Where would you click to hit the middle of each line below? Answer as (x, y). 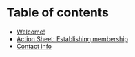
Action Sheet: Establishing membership (72, 38)
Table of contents (58, 13)
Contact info (34, 46)
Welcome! (31, 32)
